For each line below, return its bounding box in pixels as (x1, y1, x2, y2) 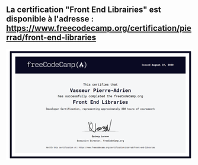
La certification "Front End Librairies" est (6, 5, 161, 15)
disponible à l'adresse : (6, 14, 94, 24)
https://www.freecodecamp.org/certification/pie (6, 23, 191, 33)
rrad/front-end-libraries (6, 33, 97, 43)
